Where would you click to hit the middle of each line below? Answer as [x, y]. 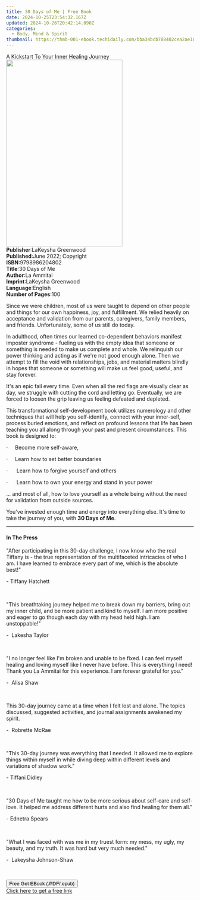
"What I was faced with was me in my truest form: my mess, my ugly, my [95, 842]
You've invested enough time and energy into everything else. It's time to [96, 512]
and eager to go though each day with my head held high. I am [83, 617]
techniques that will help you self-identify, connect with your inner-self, [93, 417]
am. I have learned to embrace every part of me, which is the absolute [92, 563]
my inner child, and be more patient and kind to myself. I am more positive [97, 611]
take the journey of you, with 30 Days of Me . [61, 518]
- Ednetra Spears [27, 819]
